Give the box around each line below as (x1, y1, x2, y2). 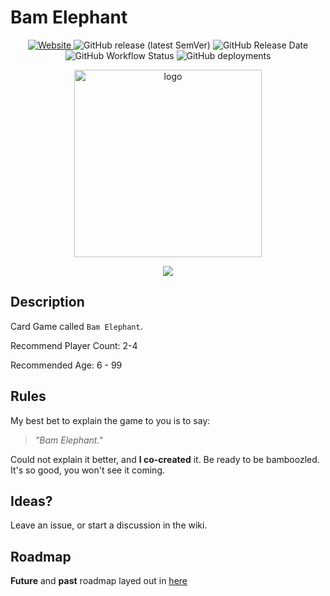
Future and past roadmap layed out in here (10, 575, 188, 587)
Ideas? (10, 492, 53, 510)
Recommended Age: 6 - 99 (10, 359, 123, 371)
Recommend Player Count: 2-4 (10, 339, 138, 351)
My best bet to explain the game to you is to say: (10, 414, 211, 426)
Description (10, 294, 85, 311)
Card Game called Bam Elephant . (10, 320, 143, 332)
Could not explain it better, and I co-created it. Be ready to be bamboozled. (10, 453, 320, 465)
